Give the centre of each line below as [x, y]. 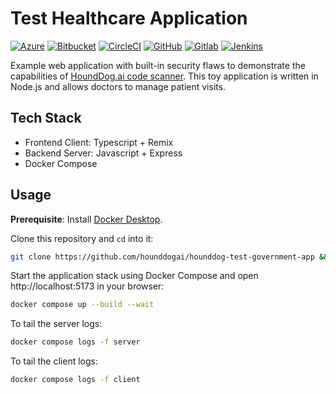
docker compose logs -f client [75, 380]
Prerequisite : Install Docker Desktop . [86, 219]
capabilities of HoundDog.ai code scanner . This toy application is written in [164, 76]
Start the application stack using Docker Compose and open [134, 276]
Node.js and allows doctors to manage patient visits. [118, 86]
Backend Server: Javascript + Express [103, 153]
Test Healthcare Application [129, 18]
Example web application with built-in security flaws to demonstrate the [158, 65]
